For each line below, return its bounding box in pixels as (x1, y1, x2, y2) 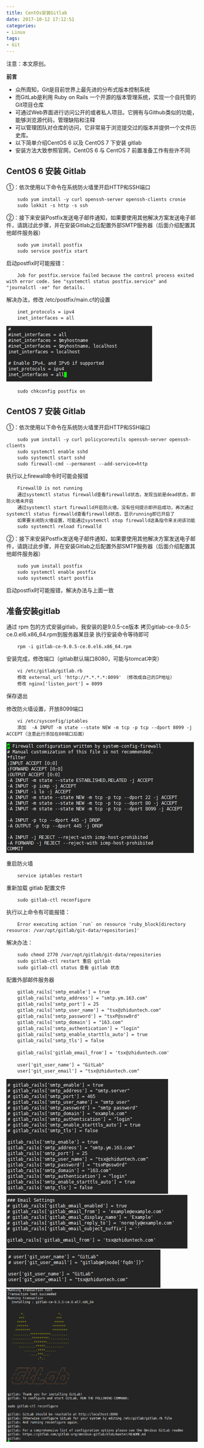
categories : (6, 22, 36, 29)
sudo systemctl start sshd (17, 455, 86, 461)
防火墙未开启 (6, 498, 34, 504)
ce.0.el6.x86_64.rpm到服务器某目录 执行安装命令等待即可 (6, 631, 149, 638)
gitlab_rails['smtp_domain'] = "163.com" (17, 1019, 123, 1026)
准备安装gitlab (6, 606, 61, 616)
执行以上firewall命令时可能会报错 (6, 472, 89, 480)
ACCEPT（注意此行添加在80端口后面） (6, 731, 87, 737)
